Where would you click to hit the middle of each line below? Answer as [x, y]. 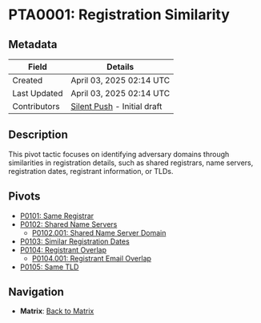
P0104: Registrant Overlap [63, 249]
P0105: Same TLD [49, 267]
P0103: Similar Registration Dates [74, 241]
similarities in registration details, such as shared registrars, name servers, [131, 163]
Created [28, 80]
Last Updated [38, 93]
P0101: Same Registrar [57, 216]
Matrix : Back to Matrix [57, 311]
